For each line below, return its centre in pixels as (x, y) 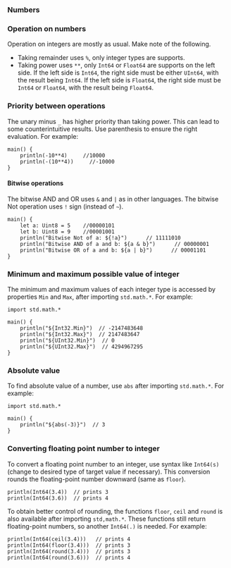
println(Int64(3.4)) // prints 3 (58, 492)
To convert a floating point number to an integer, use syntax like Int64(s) (113, 464)
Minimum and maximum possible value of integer (93, 274)
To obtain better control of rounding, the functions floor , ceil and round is (115, 511)
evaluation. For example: (43, 136)
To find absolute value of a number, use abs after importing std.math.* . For (116, 386)
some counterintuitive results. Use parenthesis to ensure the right (102, 129)
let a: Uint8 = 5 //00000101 (67, 226)
